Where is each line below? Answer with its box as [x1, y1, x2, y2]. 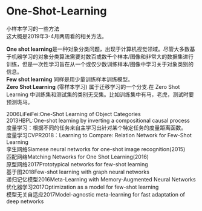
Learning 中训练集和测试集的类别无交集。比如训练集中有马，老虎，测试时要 [6, 91, 195, 98]
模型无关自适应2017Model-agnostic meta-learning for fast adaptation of [6, 190, 186, 198]
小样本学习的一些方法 [6, 25, 59, 32]
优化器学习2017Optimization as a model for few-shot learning [6, 183, 159, 190]
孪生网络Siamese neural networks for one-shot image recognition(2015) [6, 145, 186, 152]
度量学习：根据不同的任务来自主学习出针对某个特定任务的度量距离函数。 [6, 124, 186, 131]
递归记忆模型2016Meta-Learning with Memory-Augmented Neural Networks [6, 175, 196, 183]
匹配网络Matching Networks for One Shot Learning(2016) [6, 153, 149, 160]
